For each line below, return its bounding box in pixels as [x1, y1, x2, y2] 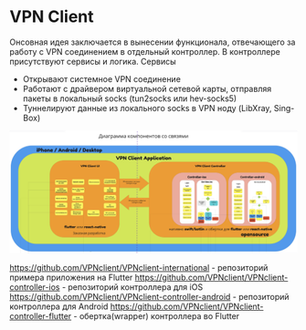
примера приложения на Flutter [9, 272, 133, 284]
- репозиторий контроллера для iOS [61, 282, 204, 293]
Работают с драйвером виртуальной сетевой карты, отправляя [22, 83, 272, 94]
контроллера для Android [9, 301, 109, 312]
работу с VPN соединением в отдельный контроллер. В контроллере [9, 46, 280, 57]
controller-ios [9, 282, 60, 293]
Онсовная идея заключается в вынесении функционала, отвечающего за [9, 36, 296, 47]
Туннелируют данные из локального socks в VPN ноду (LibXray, [22, 102, 272, 113]
